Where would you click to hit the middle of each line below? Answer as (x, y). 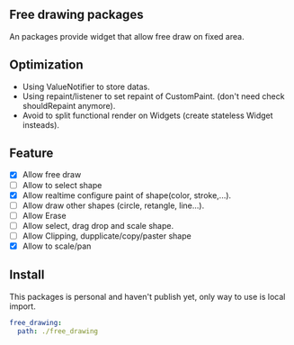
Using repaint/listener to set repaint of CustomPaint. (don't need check (153, 96)
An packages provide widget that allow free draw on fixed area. (127, 36)
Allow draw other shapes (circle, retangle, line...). (113, 205)
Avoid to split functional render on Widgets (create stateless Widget (147, 115)
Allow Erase (44, 215)
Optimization (46, 65)
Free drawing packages (76, 15)
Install (27, 275)
